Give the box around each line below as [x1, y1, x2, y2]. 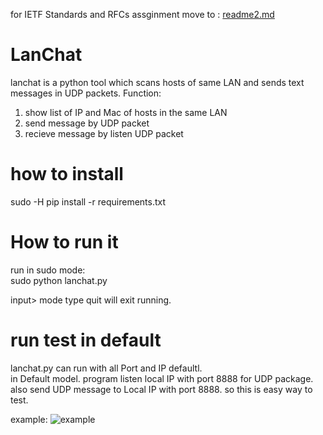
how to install [10, 163, 124, 186]
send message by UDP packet [24, 117, 150, 129]
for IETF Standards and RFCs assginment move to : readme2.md [10, 9, 275, 20]
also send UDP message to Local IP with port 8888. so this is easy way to [10, 383, 313, 395]
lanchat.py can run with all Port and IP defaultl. [10, 362, 203, 374]
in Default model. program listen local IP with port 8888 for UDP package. [10, 372, 314, 384]
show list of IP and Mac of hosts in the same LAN [24, 106, 228, 118]
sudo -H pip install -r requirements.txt [10, 195, 167, 208]
